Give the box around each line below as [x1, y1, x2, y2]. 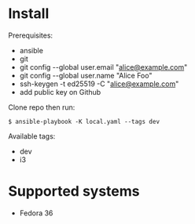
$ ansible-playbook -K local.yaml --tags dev [8, 117, 160, 125]
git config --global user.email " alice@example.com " [19, 62, 188, 71]
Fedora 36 [19, 208, 53, 218]
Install [8, 5, 50, 23]
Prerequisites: [8, 31, 53, 40]
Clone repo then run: [8, 103, 75, 112]
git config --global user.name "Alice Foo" [19, 70, 153, 80]
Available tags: [8, 131, 56, 141]
